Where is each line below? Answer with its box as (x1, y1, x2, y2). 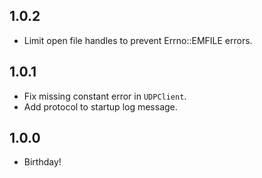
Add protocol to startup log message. (23, 100, 178, 113)
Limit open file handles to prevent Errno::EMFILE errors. (23, 34, 253, 46)
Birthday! (23, 156, 62, 168)
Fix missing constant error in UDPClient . (23, 90, 187, 102)
